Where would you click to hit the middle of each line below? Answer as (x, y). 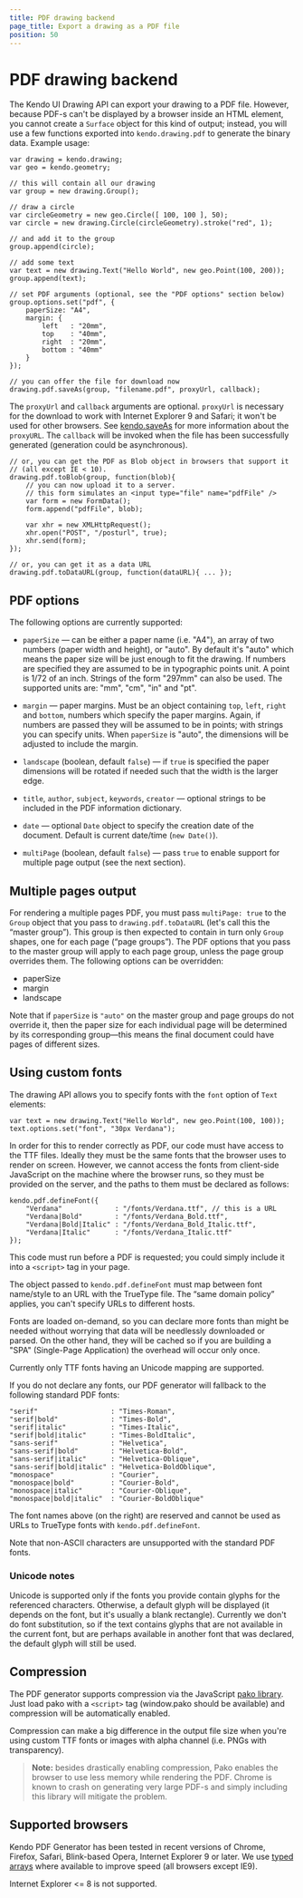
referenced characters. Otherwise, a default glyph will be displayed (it (139, 1605)
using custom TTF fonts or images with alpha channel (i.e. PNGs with (138, 1740)
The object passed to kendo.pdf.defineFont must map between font (136, 1284)
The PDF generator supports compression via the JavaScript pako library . (147, 1694)
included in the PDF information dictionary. (102, 809)
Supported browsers (69, 1825)
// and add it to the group (62, 239)
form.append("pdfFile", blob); (85, 509)
